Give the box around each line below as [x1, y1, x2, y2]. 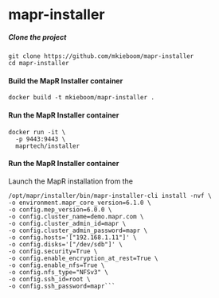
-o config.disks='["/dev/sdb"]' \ [8, 240, 123, 248]
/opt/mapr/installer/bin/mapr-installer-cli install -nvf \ [8, 192, 213, 199]
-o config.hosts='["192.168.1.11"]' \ [8, 233, 137, 242]
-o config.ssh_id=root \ [8, 275, 91, 283]
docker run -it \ [8, 128, 66, 136]
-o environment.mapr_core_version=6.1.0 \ [8, 199, 151, 207]
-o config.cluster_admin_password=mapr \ [8, 226, 148, 234]
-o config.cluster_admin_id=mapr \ [8, 219, 127, 227]
